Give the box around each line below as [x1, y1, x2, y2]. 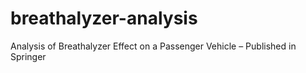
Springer [10, 50, 47, 62]
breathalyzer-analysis [10, 7, 198, 30]
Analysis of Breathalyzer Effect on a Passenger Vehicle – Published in [10, 40, 297, 52]
